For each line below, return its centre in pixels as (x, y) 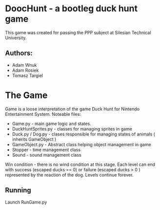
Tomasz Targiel (27, 75)
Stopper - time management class (46, 150)
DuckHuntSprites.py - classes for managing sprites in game (72, 129)
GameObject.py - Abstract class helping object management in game (81, 144)
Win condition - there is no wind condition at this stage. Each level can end (80, 164)
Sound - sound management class (47, 155)
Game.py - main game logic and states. (51, 124)
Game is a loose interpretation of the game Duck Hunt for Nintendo (72, 109)
